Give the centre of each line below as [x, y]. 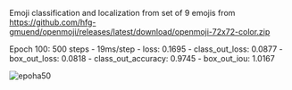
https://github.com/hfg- [53, 22]
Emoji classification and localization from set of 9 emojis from [122, 13]
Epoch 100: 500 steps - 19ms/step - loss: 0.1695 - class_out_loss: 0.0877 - [146, 49]
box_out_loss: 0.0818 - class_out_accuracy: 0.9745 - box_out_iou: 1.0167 [142, 58]
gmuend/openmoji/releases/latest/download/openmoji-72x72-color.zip [140, 32]
